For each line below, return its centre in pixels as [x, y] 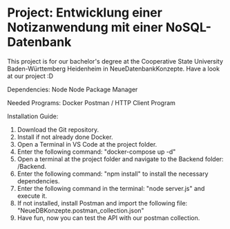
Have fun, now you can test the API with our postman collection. [108, 218]
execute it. [32, 196]
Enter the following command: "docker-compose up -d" [96, 152]
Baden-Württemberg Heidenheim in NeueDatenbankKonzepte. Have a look [113, 68]
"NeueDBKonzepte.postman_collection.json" [80, 210]
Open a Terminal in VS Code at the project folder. [87, 144]
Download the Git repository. [58, 129]
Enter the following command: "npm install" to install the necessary [113, 174]
